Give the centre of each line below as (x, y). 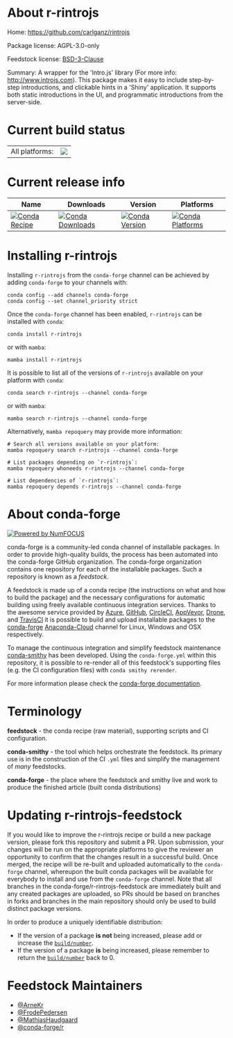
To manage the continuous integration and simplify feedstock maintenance (114, 647)
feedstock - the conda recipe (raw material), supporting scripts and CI (108, 731)
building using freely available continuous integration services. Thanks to (112, 605)
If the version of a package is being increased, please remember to (113, 950)
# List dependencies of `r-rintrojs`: (63, 480)
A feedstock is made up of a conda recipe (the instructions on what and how (116, 590)
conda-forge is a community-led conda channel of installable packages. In (113, 546)
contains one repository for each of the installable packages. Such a (105, 569)
